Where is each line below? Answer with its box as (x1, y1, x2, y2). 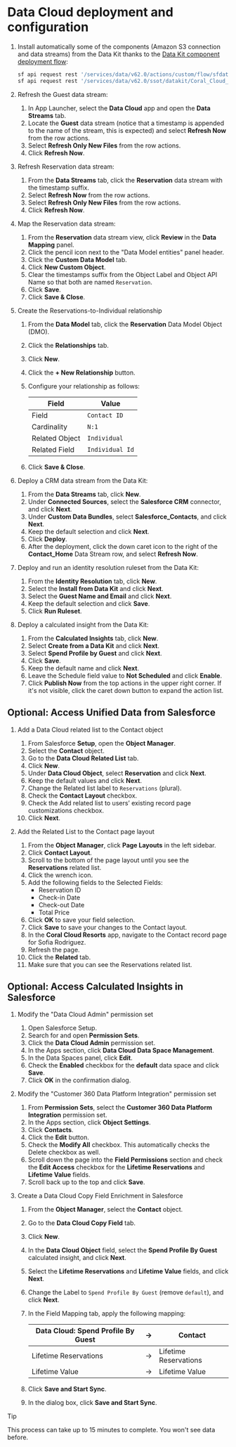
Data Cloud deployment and (7, 4, 173, 20)
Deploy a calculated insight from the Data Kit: (17, 620, 149, 629)
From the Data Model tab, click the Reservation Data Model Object (27, 320, 223, 328)
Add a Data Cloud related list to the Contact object (17, 725, 164, 734)
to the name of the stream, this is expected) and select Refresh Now (27, 126, 227, 134)
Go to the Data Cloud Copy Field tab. (27, 1219, 136, 1227)
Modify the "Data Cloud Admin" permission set (17, 1010, 153, 1019)
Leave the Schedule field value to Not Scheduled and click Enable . (27, 671, 223, 680)
